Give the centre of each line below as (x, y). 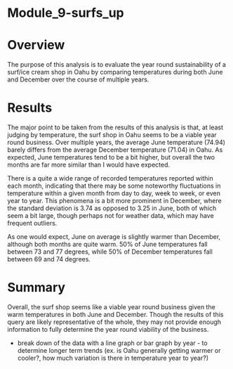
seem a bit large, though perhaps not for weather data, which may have (111, 216)
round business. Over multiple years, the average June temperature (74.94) (116, 143)
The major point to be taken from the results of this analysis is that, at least (115, 127)
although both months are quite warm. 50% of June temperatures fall (108, 245)
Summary (36, 288)
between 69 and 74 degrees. (49, 259)
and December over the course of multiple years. (78, 79)
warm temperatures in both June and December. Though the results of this (115, 315)
